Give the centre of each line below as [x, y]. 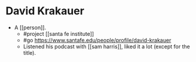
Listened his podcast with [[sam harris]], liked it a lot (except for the [107, 46]
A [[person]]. [30, 27]
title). [30, 52]
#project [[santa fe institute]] [59, 33]
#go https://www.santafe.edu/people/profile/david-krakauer [97, 40]
